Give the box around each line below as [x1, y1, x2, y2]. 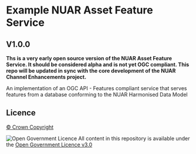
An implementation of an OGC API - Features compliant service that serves [6, 85, 187, 91]
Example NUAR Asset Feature [6, 4, 154, 17]
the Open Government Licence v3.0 [6, 141, 93, 148]
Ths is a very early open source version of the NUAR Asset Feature [6, 55, 172, 61]
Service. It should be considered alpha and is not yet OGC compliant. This [6, 61, 190, 68]
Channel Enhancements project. [6, 74, 87, 80]
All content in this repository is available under [78, 135, 190, 142]
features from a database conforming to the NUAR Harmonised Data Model [6, 91, 188, 98]
